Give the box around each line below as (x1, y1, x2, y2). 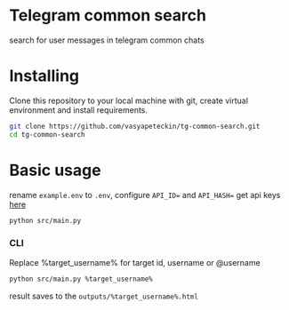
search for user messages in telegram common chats (9, 35, 205, 45)
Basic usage (9, 160, 101, 180)
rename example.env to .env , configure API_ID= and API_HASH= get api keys (9, 189, 281, 200)
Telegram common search (9, 5, 207, 26)
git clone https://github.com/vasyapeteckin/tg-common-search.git (9, 122, 261, 131)
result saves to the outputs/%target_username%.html (9, 290, 198, 301)
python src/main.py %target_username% (9, 274, 153, 283)
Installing (9, 66, 80, 86)
